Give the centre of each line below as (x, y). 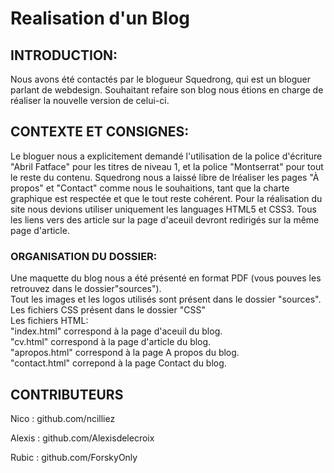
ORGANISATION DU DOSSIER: (84, 256)
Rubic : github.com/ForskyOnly (74, 457)
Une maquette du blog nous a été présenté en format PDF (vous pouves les (166, 278)
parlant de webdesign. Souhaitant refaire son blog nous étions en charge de (167, 90)
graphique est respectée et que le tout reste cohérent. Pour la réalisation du (166, 198)
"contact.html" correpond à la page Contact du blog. (118, 363)
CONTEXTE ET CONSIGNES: (100, 132)
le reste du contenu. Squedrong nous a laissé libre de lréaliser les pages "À (165, 177)
